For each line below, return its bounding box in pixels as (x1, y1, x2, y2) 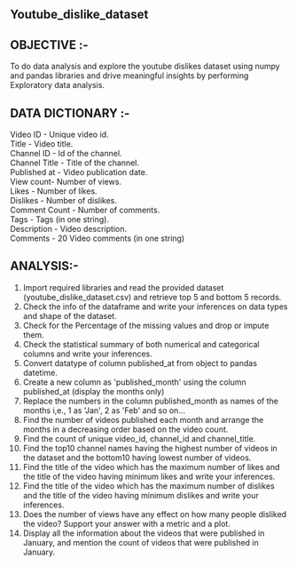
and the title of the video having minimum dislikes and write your (22, 490, 260, 500)
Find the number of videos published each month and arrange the (22, 414, 264, 425)
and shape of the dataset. (22, 310, 118, 321)
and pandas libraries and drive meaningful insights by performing (10, 70, 249, 81)
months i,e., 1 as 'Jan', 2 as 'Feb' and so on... (22, 404, 185, 416)
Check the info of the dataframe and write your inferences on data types (22, 301, 288, 312)
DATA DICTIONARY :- (10, 106, 130, 121)
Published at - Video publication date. (10, 167, 148, 178)
